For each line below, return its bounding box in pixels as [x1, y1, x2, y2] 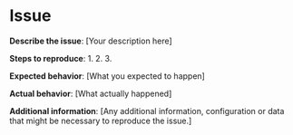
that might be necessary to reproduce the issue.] [9, 115, 192, 126]
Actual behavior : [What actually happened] [9, 88, 172, 99]
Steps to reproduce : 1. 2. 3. [9, 53, 112, 63]
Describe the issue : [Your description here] [9, 35, 172, 46]
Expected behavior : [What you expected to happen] [9, 70, 206, 82]
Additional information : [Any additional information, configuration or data [9, 105, 285, 116]
